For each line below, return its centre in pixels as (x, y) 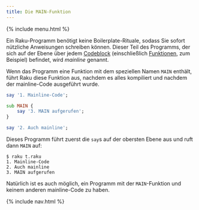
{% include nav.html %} (35, 201)
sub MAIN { (20, 106)
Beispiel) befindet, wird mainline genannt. (58, 59)
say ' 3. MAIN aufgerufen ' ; (51, 112)
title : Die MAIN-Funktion (38, 12)
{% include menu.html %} (38, 29)
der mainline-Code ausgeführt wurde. (53, 84)
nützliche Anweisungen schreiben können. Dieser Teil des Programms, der (98, 47)
